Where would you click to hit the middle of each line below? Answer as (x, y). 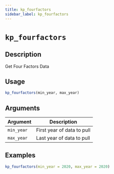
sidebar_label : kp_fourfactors (37, 14)
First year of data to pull (64, 130)
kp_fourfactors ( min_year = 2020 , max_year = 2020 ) (57, 167)
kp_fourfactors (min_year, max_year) (42, 93)
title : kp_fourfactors (28, 10)
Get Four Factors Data (27, 66)
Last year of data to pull (63, 138)
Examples (20, 155)
